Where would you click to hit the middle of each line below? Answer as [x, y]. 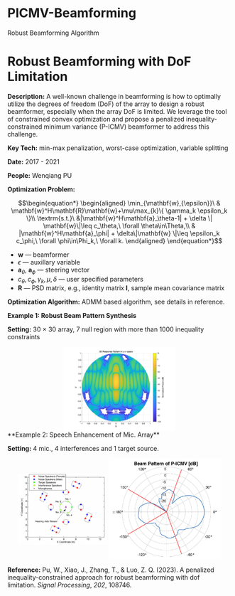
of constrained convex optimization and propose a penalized [96, 119]
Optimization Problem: [42, 189]
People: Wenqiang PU [40, 175]
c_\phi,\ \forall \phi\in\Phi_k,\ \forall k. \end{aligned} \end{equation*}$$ [119, 240]
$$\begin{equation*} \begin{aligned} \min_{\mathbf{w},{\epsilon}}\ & [119, 203]
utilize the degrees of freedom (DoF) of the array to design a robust [106, 104]
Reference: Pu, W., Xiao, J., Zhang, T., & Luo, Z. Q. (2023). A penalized [111, 570]
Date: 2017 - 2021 [34, 161]
